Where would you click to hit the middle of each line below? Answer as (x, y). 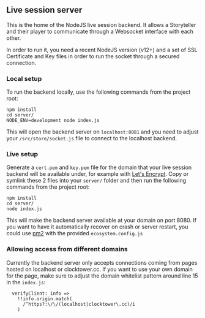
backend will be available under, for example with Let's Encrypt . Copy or (98, 174)
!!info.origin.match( (45, 299)
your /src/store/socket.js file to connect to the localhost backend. (92, 138)
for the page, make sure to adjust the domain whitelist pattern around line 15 (102, 276)
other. (14, 38)
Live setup (22, 154)
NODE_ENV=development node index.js (53, 121)
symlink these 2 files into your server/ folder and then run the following (96, 181)
